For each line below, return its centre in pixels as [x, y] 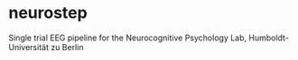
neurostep [48, 13]
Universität [28, 47]
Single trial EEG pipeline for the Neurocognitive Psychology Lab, [128, 38]
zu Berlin [67, 47]
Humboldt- [269, 38]
